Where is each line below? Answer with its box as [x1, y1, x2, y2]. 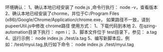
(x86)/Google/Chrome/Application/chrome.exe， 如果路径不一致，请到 [5, 17, 151, 22]
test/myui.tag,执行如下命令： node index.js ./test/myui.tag [15, 42, 134, 47]
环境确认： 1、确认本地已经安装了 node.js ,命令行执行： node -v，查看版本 [5, 4, 158, 10]
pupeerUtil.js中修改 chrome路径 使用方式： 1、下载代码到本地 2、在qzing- [5, 23, 157, 29]
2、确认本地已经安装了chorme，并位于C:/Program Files [5, 10, 120, 16]
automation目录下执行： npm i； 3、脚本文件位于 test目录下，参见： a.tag [5, 29, 157, 35]
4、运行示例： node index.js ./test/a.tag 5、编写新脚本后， [5, 35, 126, 41]
